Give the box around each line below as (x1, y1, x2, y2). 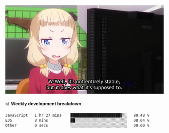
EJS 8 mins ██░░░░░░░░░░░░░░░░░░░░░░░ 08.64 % (5, 118, 150, 123)
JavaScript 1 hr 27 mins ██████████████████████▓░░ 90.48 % (5, 113, 150, 118)
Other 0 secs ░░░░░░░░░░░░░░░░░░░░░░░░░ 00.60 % (5, 123, 150, 128)
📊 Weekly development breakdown (5, 101, 81, 107)
